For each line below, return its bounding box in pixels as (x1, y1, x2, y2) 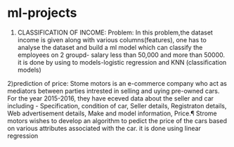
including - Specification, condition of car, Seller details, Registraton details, (7, 101, 227, 110)
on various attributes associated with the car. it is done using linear (7, 124, 202, 132)
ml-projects (7, 5, 77, 21)
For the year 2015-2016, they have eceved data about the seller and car (7, 94, 214, 103)
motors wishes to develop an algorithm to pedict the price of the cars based (7, 116, 227, 124)
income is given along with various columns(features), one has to (17, 35, 207, 44)
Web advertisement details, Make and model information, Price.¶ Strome (7, 109, 218, 117)
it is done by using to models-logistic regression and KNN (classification (17, 58, 227, 66)
